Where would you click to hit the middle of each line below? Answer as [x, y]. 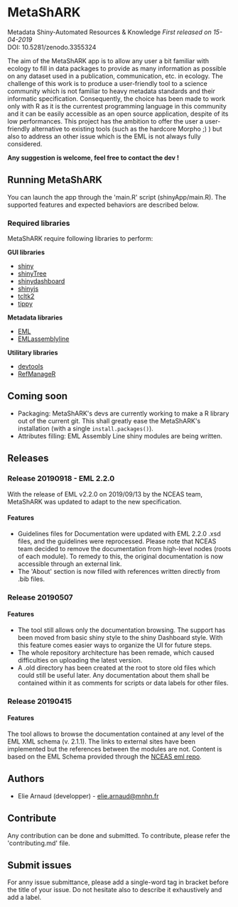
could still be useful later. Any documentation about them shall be [113, 675]
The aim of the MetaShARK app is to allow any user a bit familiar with [108, 60]
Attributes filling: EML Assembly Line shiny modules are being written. [120, 436]
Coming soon [38, 396]
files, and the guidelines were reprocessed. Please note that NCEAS [117, 541]
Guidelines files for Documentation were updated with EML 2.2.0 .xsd [119, 533]
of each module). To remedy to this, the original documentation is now [120, 556]
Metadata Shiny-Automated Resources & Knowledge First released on [109, 32]
